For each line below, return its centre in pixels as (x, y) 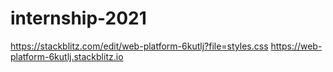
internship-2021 (78, 18)
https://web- (296, 46)
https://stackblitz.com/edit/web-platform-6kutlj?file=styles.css (139, 46)
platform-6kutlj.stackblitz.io (67, 56)
